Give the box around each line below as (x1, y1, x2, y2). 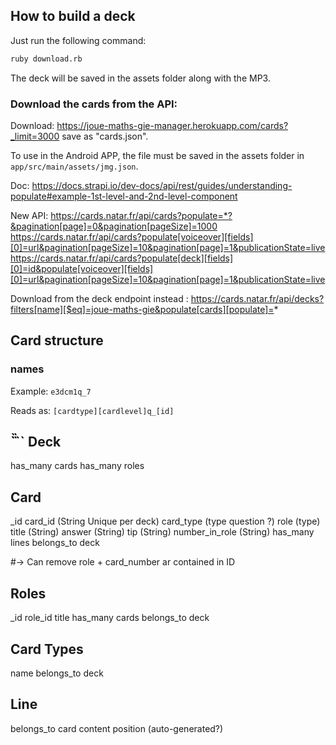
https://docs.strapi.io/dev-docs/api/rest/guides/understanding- (31, 179, 293, 191)
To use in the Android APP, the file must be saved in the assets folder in (10, 149, 305, 161)
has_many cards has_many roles (10, 460, 145, 472)
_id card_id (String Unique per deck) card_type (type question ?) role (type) (10, 515, 321, 528)
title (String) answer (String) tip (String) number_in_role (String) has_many (10, 526, 315, 538)
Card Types (10, 640, 84, 658)
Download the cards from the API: (10, 97, 178, 111)
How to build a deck (10, 8, 136, 25)
